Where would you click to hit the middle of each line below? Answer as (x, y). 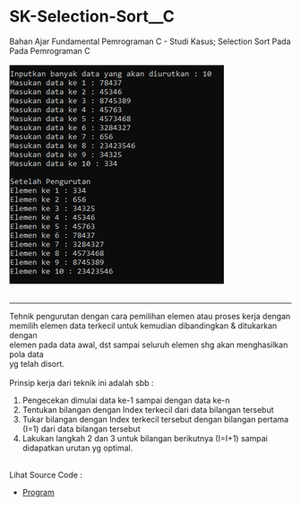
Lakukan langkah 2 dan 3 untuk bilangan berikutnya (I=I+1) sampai (145, 438)
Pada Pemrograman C (50, 50)
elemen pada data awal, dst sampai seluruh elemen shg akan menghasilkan (149, 345)
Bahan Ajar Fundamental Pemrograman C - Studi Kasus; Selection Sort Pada (150, 41)
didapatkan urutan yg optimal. (77, 448)
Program (39, 492)
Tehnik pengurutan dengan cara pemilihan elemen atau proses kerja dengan (150, 316)
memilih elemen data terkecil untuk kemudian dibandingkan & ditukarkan (143, 326)
